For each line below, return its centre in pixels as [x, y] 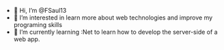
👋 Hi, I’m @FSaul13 [40, 10]
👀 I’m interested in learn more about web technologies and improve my [113, 18]
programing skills [38, 25]
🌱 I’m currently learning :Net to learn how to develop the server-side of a [115, 32]
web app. [27, 39]
